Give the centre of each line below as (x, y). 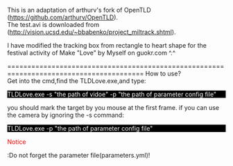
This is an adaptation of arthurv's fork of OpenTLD (79, 10)
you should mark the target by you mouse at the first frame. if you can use (113, 108)
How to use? (163, 73)
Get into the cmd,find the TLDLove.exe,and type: (77, 81)
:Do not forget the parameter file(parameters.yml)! (79, 155)
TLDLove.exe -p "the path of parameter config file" (80, 128)
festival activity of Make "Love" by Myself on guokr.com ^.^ (91, 53)
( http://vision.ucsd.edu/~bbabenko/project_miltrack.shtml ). (92, 32)
